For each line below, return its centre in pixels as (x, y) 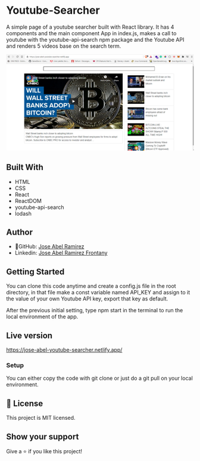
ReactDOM (28, 201)
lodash (23, 213)
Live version (29, 335)
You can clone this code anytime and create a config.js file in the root (91, 286)
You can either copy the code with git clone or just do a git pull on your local (100, 378)
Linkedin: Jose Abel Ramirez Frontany (61, 253)
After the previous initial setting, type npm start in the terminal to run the (95, 311)
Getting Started (35, 271)
